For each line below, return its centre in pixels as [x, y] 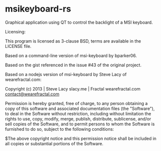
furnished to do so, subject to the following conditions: [59, 129]
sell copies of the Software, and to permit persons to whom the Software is [80, 124]
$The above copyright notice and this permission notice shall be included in [81, 138]
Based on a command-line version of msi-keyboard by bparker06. [71, 55]
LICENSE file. [18, 46]
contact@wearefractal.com [32, 94]
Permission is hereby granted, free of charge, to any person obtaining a [76, 103]
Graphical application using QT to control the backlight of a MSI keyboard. [79, 22]
